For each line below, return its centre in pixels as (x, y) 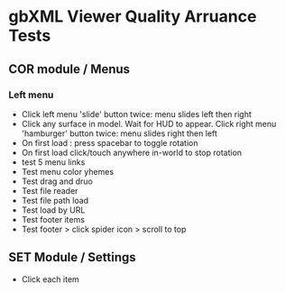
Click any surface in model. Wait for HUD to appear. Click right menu (149, 123)
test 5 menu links (53, 162)
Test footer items (53, 219)
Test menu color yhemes (68, 171)
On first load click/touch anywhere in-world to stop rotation (132, 152)
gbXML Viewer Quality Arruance (133, 17)
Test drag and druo (57, 181)
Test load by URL (53, 210)
